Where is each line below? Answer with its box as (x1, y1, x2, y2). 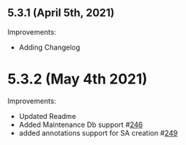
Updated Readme (18, 111, 77, 121)
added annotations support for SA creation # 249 (18, 128, 178, 137)
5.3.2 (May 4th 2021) (7, 70, 148, 87)
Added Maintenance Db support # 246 (18, 120, 143, 129)
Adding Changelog (18, 43, 81, 52)
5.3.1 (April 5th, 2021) (7, 6, 116, 20)
